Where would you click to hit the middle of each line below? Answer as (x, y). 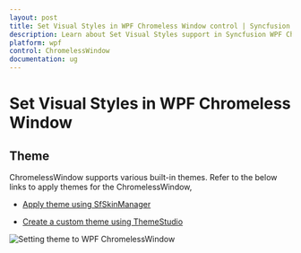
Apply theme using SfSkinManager (86, 204)
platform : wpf (36, 43)
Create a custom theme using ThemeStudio (103, 222)
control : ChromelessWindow (60, 51)
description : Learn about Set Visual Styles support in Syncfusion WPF (146, 34)
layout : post (34, 17)
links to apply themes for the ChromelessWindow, (101, 187)
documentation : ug (43, 59)
